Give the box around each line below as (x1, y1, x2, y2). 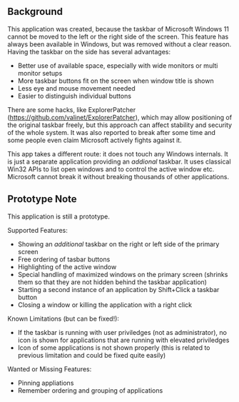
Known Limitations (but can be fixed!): (7, 314, 120, 323)
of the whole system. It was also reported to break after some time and (7, 128, 216, 136)
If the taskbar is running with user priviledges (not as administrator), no (17, 328, 227, 336)
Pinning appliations (17, 378, 74, 387)
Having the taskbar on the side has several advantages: (7, 47, 171, 56)
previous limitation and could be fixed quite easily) (17, 351, 166, 359)
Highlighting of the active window (17, 262, 117, 271)
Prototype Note (7, 193, 77, 206)
